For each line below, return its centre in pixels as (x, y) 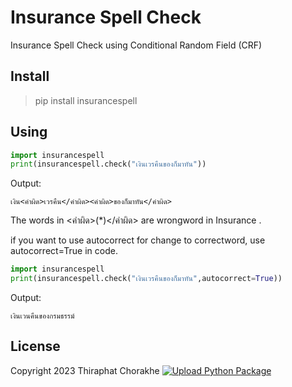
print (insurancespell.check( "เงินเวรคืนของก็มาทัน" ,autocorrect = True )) (146, 279)
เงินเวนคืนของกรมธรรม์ (42, 316)
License (35, 346)
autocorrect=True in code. (64, 251)
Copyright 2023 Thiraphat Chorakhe (85, 370)
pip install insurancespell (86, 100)
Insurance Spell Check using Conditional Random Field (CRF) (136, 45)
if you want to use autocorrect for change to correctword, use (138, 240)
